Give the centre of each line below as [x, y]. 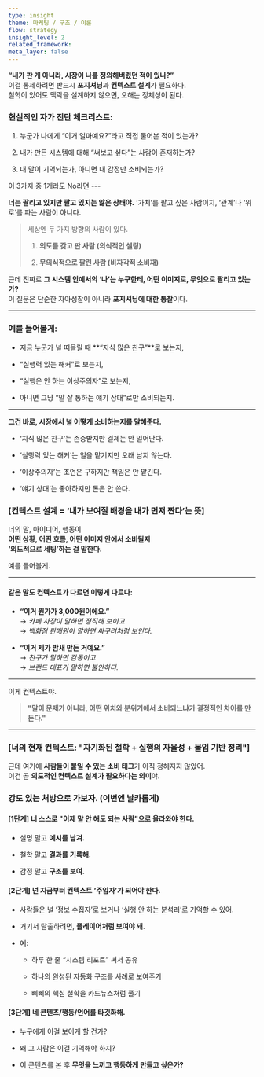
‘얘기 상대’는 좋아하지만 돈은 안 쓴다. [75, 488]
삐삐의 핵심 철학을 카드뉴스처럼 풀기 [86, 993]
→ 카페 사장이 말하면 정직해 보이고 [72, 621]
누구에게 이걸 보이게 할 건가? [63, 1031]
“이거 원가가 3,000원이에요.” [64, 612]
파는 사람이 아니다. [53, 212]
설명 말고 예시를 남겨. [52, 837]
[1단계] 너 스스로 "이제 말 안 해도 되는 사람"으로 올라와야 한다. [101, 818]
